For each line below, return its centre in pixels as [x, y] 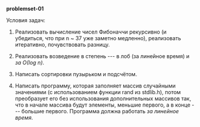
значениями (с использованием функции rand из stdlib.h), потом [98, 92]
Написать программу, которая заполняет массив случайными [95, 86]
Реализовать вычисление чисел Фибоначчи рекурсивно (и [91, 32]
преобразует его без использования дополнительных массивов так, [103, 99]
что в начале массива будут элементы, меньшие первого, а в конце [103, 105]
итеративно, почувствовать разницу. [62, 45]
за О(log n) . [29, 63]
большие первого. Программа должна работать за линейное [100, 111]
